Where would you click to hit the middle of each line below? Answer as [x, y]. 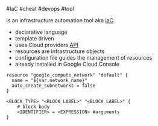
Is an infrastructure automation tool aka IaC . [61, 20]
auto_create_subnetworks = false [54, 86]
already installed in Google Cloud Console [67, 64]
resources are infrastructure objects [60, 51]
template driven [34, 38]
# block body [33, 107]
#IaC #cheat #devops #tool [40, 9]
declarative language [41, 32]
